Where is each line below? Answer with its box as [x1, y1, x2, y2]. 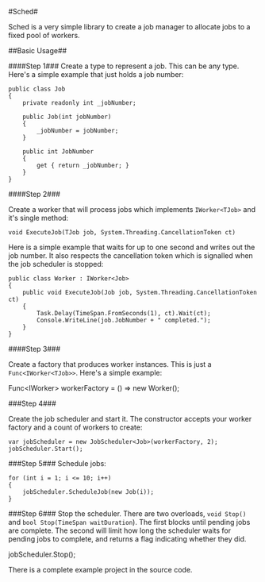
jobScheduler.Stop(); [8, 549, 76, 559]
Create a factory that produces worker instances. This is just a [8, 360, 212, 368]
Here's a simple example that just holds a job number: [8, 70, 184, 79]
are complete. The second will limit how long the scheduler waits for [8, 526, 232, 535]
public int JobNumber [22, 148, 94, 156]
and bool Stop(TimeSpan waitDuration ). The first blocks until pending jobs [8, 518, 251, 526]
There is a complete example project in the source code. [8, 565, 193, 574]
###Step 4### [8, 399, 57, 408]
